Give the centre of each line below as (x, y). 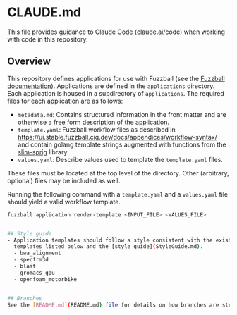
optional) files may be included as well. (64, 180)
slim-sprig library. (43, 152)
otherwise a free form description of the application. (93, 122)
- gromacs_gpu (34, 273)
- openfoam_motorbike (45, 279)
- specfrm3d (31, 260)
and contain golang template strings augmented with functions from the (122, 144)
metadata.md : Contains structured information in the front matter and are (122, 114)
